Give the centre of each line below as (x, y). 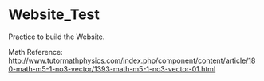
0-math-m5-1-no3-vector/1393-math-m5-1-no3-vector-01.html (112, 68)
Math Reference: (35, 52)
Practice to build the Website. (57, 37)
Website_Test (54, 15)
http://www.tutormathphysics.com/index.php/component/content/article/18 (132, 60)
